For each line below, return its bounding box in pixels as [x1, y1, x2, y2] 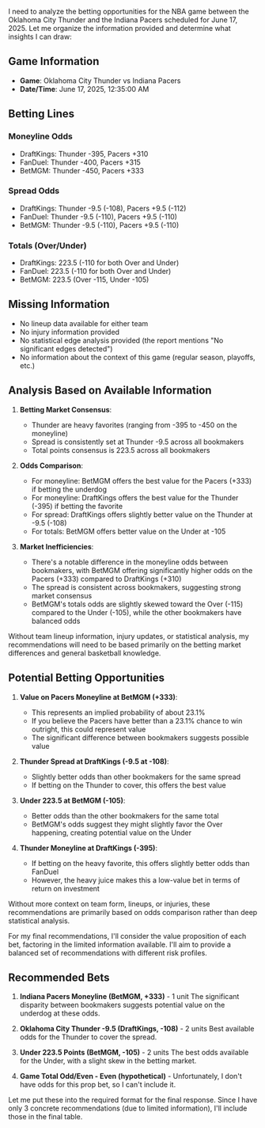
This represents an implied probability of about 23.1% [31, 708, 206, 717]
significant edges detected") [19, 344, 113, 353]
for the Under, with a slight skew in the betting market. [19, 1056, 197, 1065]
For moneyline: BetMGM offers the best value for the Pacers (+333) [31, 476, 252, 485]
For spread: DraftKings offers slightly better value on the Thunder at [31, 510, 253, 519]
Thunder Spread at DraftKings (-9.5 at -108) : [19, 756, 169, 766]
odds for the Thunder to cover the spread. [19, 1032, 157, 1042]
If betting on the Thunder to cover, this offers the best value [31, 780, 227, 790]
